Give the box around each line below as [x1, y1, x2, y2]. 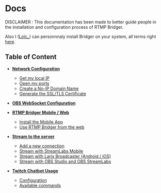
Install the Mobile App [19, 119, 63, 124]
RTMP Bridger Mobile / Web [12, 109, 69, 115]
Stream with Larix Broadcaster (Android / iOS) [19, 153, 111, 159]
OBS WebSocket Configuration [12, 100, 76, 106]
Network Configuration [12, 66, 60, 71]
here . [5, 38, 16, 44]
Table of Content [5, 53, 57, 61]
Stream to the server [12, 133, 55, 139]
